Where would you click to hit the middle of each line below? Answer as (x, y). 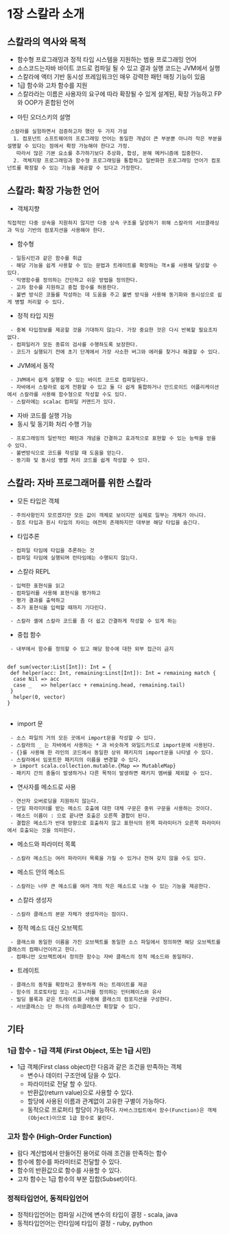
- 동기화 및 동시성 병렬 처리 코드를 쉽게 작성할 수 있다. (80, 460)
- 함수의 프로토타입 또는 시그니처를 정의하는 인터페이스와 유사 (86, 992)
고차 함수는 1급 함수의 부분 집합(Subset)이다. (77, 1179)
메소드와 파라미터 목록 (47, 844)
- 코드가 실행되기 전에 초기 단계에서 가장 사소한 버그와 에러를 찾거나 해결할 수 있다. (115, 351)
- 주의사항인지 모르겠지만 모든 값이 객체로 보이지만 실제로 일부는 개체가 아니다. (108, 515)
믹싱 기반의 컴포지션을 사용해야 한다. (60, 230)
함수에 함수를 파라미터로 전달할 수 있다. (69, 1161)
